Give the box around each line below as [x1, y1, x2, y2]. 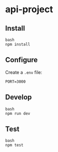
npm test [5, 143, 24, 148]
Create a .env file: [5, 69, 42, 75]
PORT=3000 [5, 79, 26, 84]
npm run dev [5, 111, 30, 116]
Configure [5, 56, 38, 64]
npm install [5, 42, 30, 47]
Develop [5, 93, 32, 102]
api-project [5, 4, 53, 15]
